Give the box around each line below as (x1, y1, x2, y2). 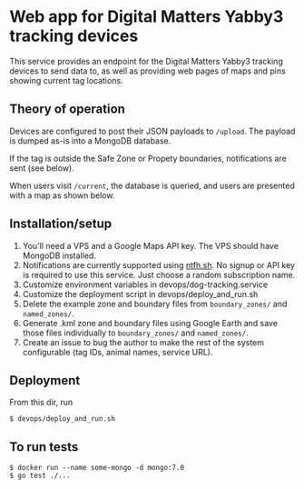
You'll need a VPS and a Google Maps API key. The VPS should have (22, 240, 279, 251)
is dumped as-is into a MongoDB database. (9, 135, 172, 146)
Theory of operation (9, 102, 125, 117)
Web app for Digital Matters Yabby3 (9, 6, 284, 27)
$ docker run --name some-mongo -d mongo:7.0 (9, 464, 184, 473)
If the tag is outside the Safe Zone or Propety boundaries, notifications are (9, 153, 288, 164)
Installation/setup (9, 216, 113, 232)
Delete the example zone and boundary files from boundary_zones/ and (22, 298, 288, 309)
